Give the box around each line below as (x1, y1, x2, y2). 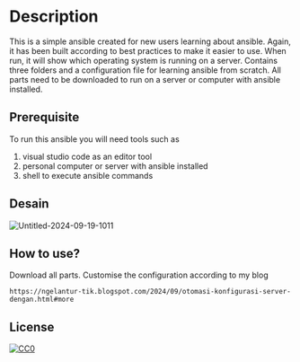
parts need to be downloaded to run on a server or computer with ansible (9, 74, 281, 84)
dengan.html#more (9, 295, 75, 305)
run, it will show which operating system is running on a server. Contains (9, 55, 278, 66)
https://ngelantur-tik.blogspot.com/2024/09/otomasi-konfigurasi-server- (9, 287, 292, 296)
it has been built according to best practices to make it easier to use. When (9, 45, 287, 56)
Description (9, 6, 99, 27)
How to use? (9, 245, 81, 261)
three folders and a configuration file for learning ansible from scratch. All (9, 65, 281, 75)
